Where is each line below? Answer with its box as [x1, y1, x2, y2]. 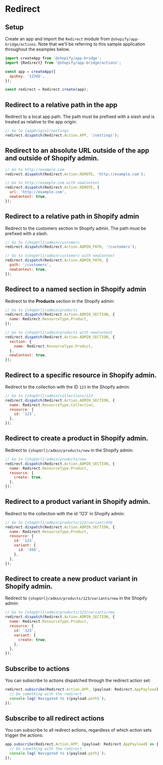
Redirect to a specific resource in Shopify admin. [5, 371, 157, 379]
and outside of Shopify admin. [5, 154, 99, 163]
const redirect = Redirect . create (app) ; [5, 87, 89, 92]
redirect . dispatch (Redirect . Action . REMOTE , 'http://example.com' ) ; [5, 171, 146, 177]
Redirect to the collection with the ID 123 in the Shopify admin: [5, 383, 130, 390]
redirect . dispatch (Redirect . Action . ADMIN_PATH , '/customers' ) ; [5, 244, 137, 249]
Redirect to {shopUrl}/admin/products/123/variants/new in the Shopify [5, 595, 148, 601]
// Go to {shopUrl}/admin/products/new [5, 456, 87, 461]
